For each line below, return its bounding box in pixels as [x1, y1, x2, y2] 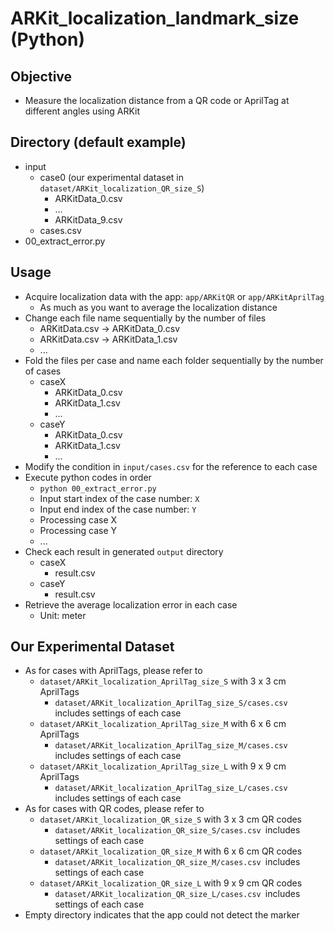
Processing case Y [39, 524, 118, 536]
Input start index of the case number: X [39, 492, 200, 504]
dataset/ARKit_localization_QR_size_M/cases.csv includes [54, 856, 301, 868]
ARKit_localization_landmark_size [10, 7, 300, 30]
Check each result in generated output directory [24, 545, 224, 557]
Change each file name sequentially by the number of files [24, 312, 267, 324]
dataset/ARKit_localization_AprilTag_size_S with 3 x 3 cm [39, 675, 287, 687]
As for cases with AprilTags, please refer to [24, 665, 203, 677]
